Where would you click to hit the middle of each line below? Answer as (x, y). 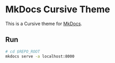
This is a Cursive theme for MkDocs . (44, 24)
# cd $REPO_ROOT (23, 51)
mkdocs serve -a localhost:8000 (40, 56)
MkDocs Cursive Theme (58, 9)
